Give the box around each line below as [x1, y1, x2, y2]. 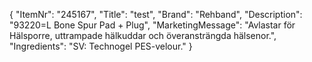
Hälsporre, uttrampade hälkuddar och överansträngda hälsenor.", [9, 30, 277, 41]
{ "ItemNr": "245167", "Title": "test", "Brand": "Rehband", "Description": [9, 9, 303, 20]
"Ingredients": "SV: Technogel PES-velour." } [9, 40, 193, 52]
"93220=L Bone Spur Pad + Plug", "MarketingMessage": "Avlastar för [9, 19, 296, 31]
